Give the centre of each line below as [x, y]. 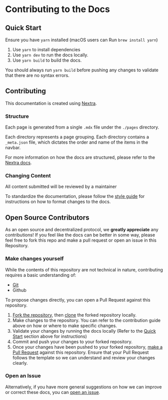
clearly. [20, 363]
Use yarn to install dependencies [46, 49]
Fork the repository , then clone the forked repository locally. [74, 315]
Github [19, 290]
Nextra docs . [19, 163]
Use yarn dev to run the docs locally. [50, 55]
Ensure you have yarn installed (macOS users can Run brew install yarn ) [81, 40]
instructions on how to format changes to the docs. [58, 202]
